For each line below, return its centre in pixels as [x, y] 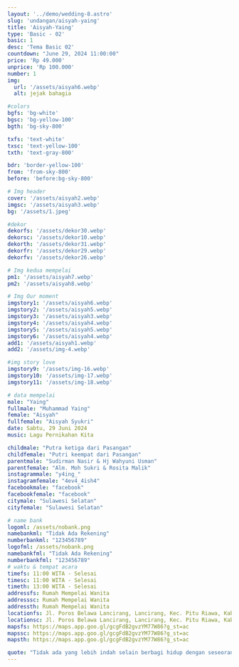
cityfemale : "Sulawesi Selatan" [55, 507]
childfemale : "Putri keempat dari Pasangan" [74, 454]
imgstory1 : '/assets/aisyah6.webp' [60, 303]
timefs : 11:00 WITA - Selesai [52, 574]
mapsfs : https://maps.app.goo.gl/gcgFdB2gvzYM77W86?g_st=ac [99, 626]
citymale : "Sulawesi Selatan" [52, 501]
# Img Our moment [33, 297]
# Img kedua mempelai [39, 270]
